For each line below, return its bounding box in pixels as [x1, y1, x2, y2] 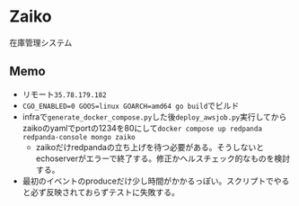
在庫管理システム [9, 37, 73, 48]
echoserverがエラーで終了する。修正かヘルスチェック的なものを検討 [35, 153, 290, 164]
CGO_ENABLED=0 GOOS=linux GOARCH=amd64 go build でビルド [22, 100, 240, 111]
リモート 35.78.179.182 [22, 88, 107, 100]
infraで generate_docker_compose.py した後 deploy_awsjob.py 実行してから [22, 111, 287, 122]
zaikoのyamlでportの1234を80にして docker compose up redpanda [22, 122, 263, 133]
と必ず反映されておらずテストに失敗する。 [22, 186, 180, 197]
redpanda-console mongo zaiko [22, 132, 136, 141]
